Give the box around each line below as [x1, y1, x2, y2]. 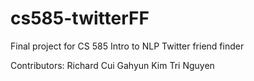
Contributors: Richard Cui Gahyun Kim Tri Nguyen [10, 59, 215, 71]
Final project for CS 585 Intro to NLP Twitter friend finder [10, 40, 245, 52]
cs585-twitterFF [10, 7, 150, 30]
